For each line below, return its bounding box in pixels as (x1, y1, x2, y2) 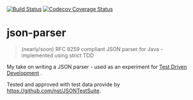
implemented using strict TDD (21, 52, 94, 59)
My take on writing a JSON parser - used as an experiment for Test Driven (6, 63, 188, 70)
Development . (6, 69, 42, 76)
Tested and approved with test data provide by (6, 81, 120, 88)
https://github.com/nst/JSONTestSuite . (6, 87, 101, 94)
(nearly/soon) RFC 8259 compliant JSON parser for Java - (21, 45, 163, 52)
